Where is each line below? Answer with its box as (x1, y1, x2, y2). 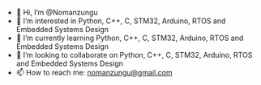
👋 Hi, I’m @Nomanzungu (15, 8, 99, 17)
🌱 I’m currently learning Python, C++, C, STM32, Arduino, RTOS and (15, 33, 244, 42)
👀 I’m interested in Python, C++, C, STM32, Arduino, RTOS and (15, 16, 226, 26)
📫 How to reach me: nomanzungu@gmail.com (15, 68, 173, 77)
